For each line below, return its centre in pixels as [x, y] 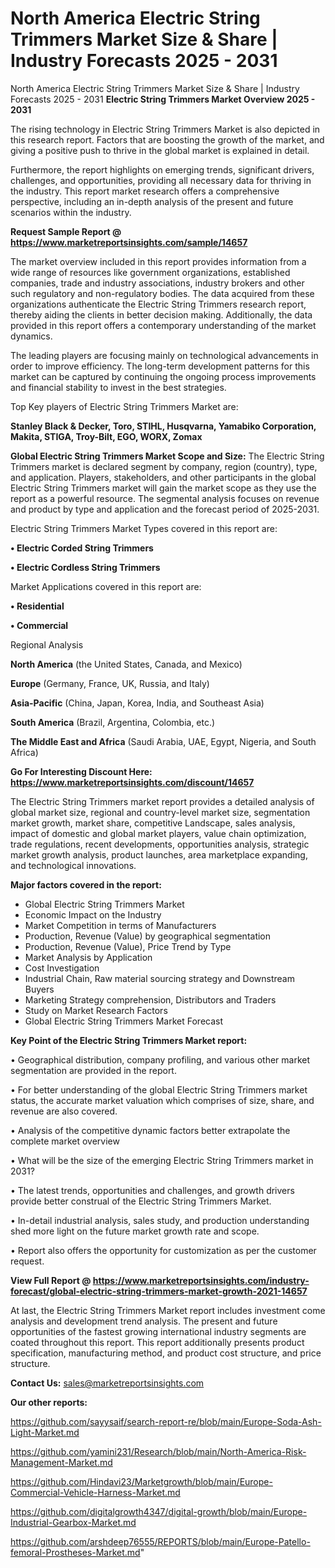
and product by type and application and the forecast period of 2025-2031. [165, 509]
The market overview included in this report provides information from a [158, 261]
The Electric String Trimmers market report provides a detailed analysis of [162, 801]
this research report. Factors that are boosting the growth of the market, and [167, 139]
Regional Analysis [47, 644]
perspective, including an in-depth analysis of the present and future [152, 201]
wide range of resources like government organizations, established [150, 272]
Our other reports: [49, 1402]
